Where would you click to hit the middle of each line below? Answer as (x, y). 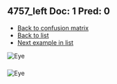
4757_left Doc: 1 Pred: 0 (59, 11)
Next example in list (45, 42)
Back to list (33, 35)
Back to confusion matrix (53, 28)
